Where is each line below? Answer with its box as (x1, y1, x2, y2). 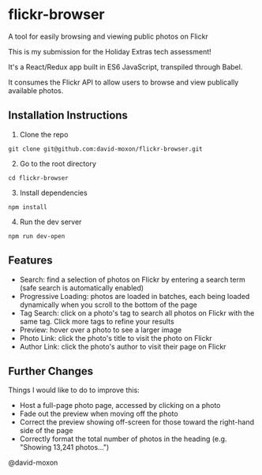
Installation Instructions (8, 109, 129, 122)
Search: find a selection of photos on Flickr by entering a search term (19, 275, 246, 284)
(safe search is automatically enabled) (19, 282, 144, 293)
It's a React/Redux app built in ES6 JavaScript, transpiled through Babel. (8, 62, 243, 72)
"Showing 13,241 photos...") (19, 443, 110, 452)
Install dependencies (19, 188, 88, 197)
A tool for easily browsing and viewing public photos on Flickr (8, 32, 209, 41)
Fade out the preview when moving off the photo (19, 409, 179, 419)
